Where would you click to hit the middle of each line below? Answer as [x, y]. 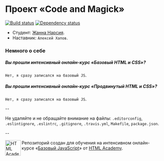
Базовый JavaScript [59, 148]
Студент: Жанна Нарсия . [38, 32]
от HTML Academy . [103, 148]
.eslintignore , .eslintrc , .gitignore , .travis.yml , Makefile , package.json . [82, 123]
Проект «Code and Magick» [65, 9]
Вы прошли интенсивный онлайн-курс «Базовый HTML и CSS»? [76, 63]
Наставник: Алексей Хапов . [40, 38]
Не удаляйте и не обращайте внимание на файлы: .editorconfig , [74, 118]
